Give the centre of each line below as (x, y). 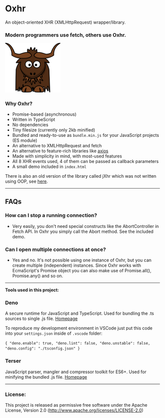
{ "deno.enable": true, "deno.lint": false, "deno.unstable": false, (78, 343)
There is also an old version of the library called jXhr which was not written (81, 176)
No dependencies (30, 125)
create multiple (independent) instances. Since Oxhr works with (77, 265)
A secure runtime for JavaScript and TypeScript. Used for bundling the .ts (80, 314)
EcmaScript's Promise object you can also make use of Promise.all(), (82, 271)
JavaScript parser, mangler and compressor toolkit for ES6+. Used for (76, 372)
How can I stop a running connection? (51, 216)
